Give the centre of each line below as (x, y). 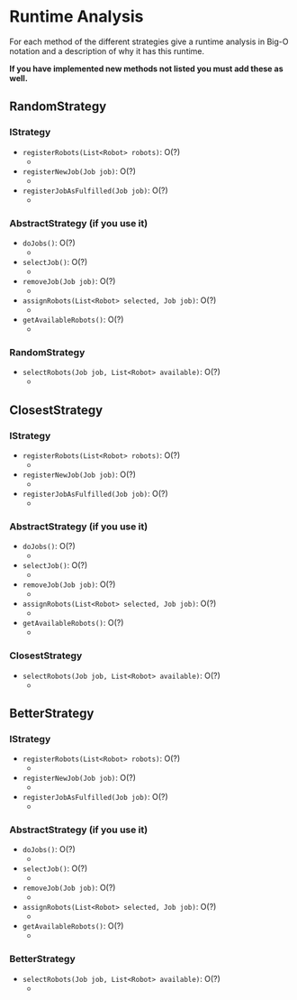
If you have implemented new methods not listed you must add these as (146, 69)
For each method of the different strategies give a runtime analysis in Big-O (149, 41)
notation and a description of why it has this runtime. (107, 50)
